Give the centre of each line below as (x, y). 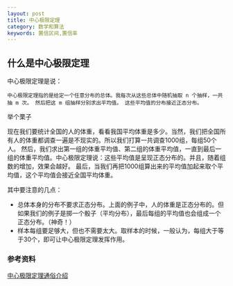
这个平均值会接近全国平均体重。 (71, 175)
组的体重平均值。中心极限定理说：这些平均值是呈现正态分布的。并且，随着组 (116, 158)
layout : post (26, 14)
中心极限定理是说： (35, 81)
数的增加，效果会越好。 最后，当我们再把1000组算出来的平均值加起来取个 (112, 166)
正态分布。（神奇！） (46, 222)
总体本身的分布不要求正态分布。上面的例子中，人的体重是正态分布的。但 (120, 205)
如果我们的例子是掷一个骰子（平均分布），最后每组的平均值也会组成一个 (119, 214)
